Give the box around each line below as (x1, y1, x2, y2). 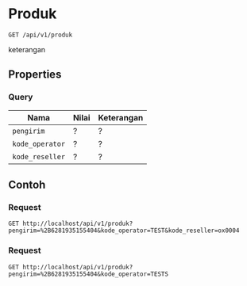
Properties (8, 68, 62, 82)
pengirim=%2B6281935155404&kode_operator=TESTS (8, 270, 169, 278)
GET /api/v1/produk (8, 31, 73, 39)
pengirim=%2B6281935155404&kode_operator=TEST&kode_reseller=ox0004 (8, 227, 240, 235)
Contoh (8, 178, 46, 192)
